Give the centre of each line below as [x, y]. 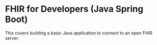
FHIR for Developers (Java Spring [74, 9]
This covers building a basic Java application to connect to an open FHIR [79, 33]
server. [12, 38]
